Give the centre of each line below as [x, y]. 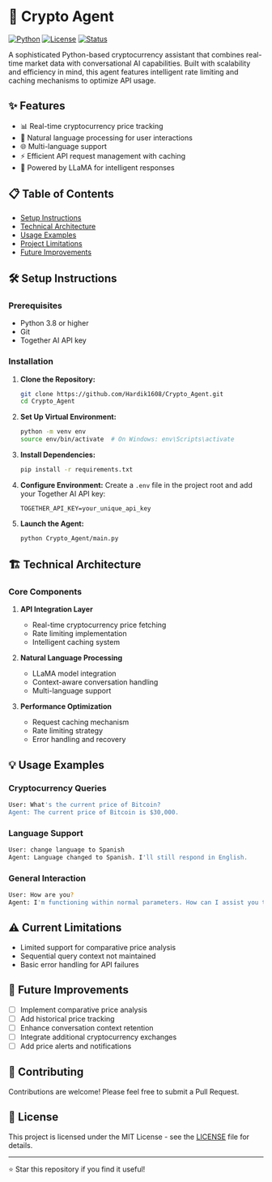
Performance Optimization [66, 706]
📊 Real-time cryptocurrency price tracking [91, 126]
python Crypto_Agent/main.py [69, 538]
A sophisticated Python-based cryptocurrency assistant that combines [126, 54]
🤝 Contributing [46, 1072]
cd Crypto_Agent [47, 401]
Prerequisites [35, 305]
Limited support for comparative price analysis [98, 947]
